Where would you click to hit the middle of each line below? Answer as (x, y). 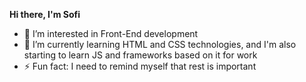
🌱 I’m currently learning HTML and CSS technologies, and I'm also (160, 44)
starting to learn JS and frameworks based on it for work (140, 55)
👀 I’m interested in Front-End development (111, 33)
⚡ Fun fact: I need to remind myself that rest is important (140, 66)
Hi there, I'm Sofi (45, 14)
